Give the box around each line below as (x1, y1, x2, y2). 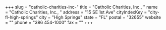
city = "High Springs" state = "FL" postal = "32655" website (39, 15, 161, 20)
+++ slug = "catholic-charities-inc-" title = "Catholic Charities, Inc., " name (5, 4, 158, 10)
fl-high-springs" (5, 15, 38, 20)
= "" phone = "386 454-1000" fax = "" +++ (5, 19, 93, 25)
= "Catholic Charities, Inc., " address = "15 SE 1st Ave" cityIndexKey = (5, 9, 147, 15)
